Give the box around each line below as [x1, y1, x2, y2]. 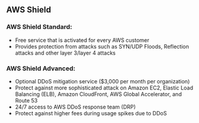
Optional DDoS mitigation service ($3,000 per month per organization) [14, 77, 190, 85]
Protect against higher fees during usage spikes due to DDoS [14, 109, 167, 116]
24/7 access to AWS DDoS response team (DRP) [14, 103, 136, 110]
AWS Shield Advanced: [6, 64, 75, 73]
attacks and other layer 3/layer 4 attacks [14, 49, 116, 56]
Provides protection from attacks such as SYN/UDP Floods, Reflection [14, 43, 189, 50]
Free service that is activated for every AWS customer [14, 36, 150, 44]
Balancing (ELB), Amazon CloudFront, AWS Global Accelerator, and [14, 90, 182, 98]
